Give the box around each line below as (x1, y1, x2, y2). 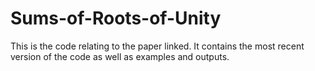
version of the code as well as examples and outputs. (10, 50, 230, 62)
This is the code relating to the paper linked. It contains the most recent (10, 40, 305, 52)
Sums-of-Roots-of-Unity (10, 7, 222, 30)
